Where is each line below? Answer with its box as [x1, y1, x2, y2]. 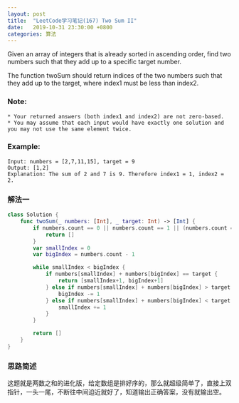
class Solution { [7, 211, 59, 218]
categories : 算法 [7, 30, 57, 38]
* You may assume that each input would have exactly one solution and [7, 119, 224, 126]
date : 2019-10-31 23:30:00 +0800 [7, 24, 113, 31]
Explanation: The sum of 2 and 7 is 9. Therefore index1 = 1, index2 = [7, 170, 224, 178]
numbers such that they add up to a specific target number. [7, 58, 181, 66]
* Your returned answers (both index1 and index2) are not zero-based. [7, 113, 224, 120]
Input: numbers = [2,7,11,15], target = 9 [7, 158, 135, 165]
